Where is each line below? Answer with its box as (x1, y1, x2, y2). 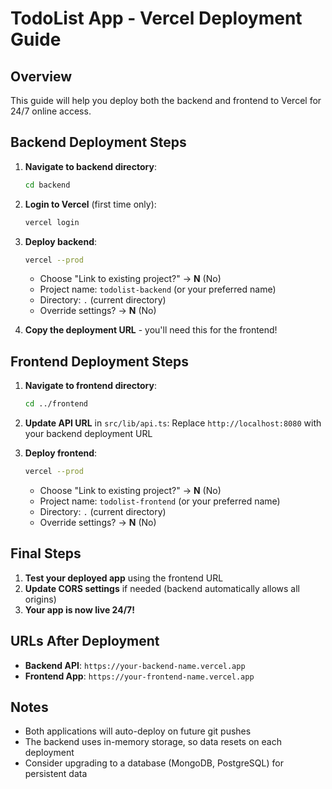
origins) (24, 593, 57, 605)
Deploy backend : (24, 235, 98, 247)
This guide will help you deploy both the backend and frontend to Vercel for (10, 95, 322, 106)
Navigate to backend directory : (24, 160, 157, 172)
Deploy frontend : (24, 447, 98, 459)
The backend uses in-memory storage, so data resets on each (24, 736, 282, 748)
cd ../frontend (24, 399, 89, 409)
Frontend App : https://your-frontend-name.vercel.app (24, 670, 255, 682)
